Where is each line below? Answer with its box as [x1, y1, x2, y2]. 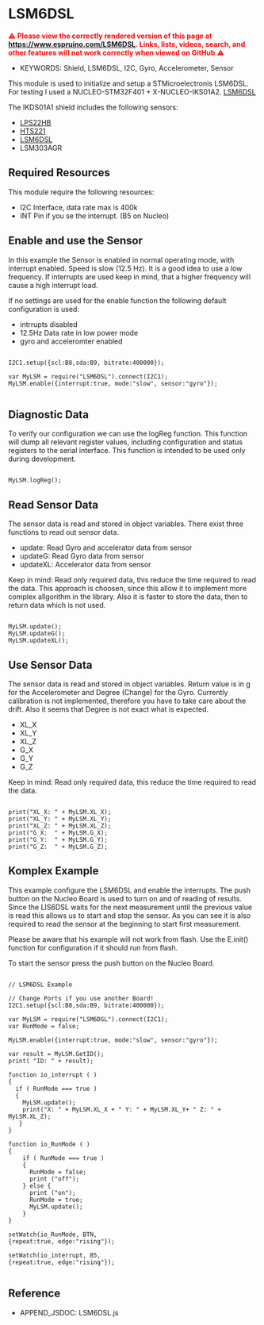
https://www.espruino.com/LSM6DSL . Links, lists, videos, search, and [8, 39, 246, 48]
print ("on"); [29, 1189, 77, 1196]
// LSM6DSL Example [8, 981, 73, 989]
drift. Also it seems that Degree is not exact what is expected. [8, 705, 209, 714]
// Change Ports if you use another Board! [8, 994, 155, 1002]
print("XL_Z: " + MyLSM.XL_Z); [8, 822, 112, 830]
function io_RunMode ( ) [8, 1140, 90, 1148]
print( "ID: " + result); [8, 1057, 94, 1065]
